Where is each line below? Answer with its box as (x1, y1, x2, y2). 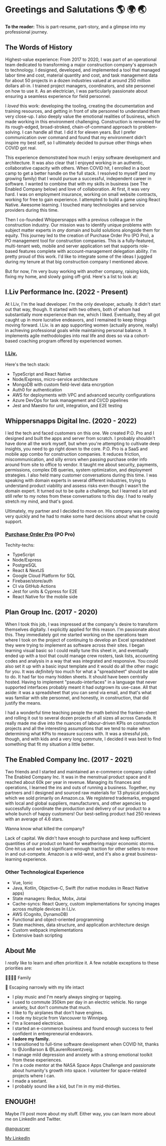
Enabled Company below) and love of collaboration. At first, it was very (5, 186, 150, 192)
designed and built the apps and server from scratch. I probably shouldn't (5, 435, 156, 441)
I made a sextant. (12, 1078, 48, 1084)
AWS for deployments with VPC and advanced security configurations (12, 392, 156, 398)
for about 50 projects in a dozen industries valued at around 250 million (5, 77, 151, 83)
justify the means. (5, 700, 42, 706)
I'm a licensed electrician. (12, 1020, 65, 1026)
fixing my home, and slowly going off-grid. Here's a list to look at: (5, 273, 138, 280)
